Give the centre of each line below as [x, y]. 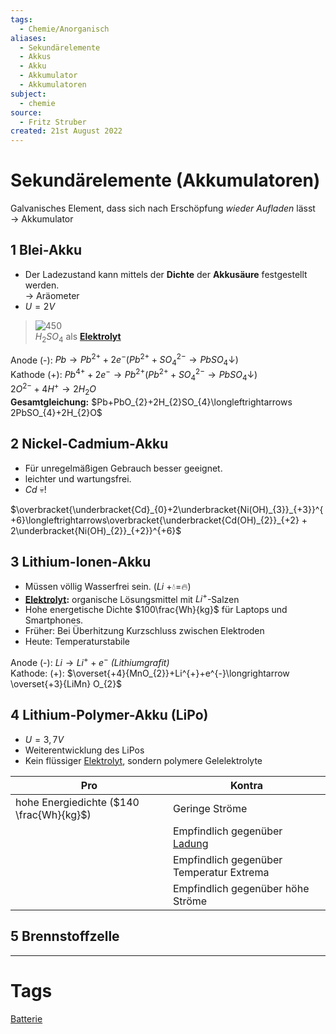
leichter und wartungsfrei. [78, 478]
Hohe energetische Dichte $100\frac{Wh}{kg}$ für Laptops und [156, 610]
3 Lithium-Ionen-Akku [81, 562]
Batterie [26, 1018]
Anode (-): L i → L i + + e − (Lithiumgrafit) [90, 661]
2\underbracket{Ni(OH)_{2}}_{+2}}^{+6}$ [96, 530]
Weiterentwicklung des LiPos [84, 750]
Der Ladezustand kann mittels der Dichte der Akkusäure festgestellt [166, 274]
